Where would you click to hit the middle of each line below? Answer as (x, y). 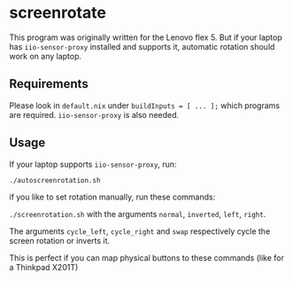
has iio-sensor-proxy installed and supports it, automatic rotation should (142, 46)
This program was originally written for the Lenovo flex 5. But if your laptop (146, 37)
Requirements (49, 84)
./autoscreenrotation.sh (55, 180)
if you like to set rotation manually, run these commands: (112, 197)
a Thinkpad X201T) (44, 267)
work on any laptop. (46, 56)
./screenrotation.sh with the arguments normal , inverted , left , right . (138, 214)
